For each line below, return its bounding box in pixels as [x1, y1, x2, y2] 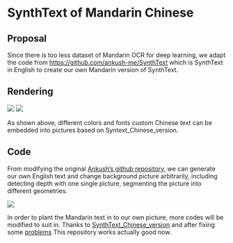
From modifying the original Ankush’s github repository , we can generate [7, 165, 216, 173]
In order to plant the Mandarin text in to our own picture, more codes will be [7, 213, 224, 221]
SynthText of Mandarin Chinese [7, 5, 194, 21]
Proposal [7, 33, 47, 44]
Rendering [7, 85, 54, 98]
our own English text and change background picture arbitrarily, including [7, 171, 218, 180]
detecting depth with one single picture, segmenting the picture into [7, 179, 202, 187]
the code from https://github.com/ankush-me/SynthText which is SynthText [7, 58, 224, 67]
